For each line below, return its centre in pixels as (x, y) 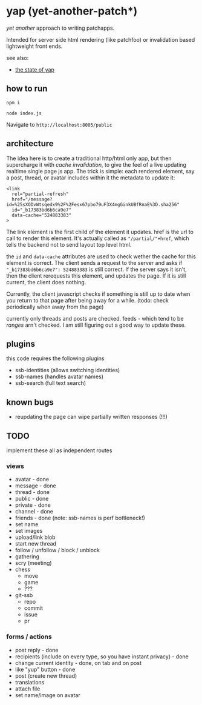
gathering (27, 556)
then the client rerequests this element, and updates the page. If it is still (96, 276)
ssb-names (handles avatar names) (59, 376)
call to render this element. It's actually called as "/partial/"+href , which (98, 238)
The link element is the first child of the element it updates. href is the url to (100, 232)
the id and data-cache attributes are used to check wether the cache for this (101, 256)
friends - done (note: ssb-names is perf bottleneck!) (80, 518)
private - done (33, 505)
